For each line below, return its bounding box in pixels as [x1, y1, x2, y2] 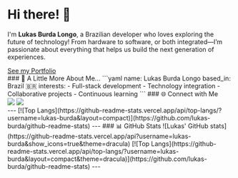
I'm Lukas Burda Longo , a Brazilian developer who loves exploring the [7, 30, 214, 38]
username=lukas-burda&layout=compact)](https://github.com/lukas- [7, 113, 211, 122]
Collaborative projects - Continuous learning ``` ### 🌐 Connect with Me [7, 89, 219, 98]
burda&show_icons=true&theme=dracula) [7, 139, 131, 148]
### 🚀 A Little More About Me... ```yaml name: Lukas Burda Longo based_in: [7, 74, 231, 83]
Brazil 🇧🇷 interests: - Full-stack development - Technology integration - [7, 81, 220, 90]
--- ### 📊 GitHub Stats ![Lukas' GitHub [91, 121, 209, 130]
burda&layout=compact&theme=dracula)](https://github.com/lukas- [7, 155, 207, 163]
